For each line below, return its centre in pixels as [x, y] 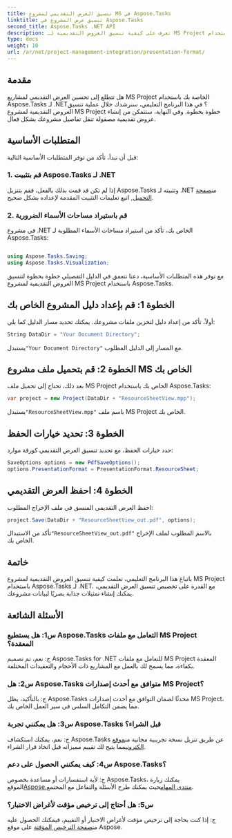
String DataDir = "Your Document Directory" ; [74, 334]
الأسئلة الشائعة [35, 615]
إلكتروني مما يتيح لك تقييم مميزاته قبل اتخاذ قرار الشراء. [77, 746]
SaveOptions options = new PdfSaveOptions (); [74, 463]
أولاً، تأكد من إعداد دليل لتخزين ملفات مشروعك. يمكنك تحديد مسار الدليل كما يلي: [111, 321]
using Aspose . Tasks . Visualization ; [58, 263]
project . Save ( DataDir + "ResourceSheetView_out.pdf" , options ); [101, 520]
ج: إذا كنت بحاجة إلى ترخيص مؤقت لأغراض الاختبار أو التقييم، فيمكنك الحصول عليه [112, 820]
